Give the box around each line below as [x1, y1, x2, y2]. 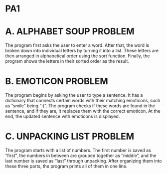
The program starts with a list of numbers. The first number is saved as [5, 148, 151, 153]
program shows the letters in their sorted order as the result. [5, 58, 130, 64]
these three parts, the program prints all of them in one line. [5, 163, 128, 169]
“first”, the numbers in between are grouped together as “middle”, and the [5, 153, 157, 159]
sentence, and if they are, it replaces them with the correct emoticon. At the [5, 108, 161, 114]
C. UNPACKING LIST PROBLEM [5, 131, 135, 142]
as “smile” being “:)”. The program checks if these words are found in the [5, 103, 156, 109]
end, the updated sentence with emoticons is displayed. [5, 113, 120, 120]
